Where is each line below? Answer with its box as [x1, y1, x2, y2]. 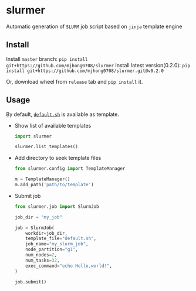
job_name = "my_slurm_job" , [25, 241, 89, 247]
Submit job [14, 192, 41, 199]
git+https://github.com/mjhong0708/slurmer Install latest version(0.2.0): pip [6, 61, 191, 69]
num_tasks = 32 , [25, 257, 60, 263]
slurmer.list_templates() [14, 144, 78, 150]
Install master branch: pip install [6, 55, 88, 62]
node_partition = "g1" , [25, 247, 78, 252]
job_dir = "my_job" [14, 214, 63, 220]
